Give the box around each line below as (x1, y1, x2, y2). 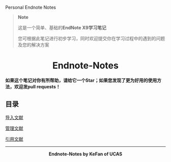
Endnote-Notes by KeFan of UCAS (48, 151, 123, 157)
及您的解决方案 (17, 42, 49, 48)
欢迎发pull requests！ (14, 83, 61, 89)
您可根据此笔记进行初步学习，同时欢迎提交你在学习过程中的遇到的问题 (17, 36, 165, 41)
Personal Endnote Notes (5, 5, 56, 10)
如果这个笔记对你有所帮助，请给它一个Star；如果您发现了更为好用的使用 (5, 77, 157, 83)
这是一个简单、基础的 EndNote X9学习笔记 (17, 25, 107, 30)
